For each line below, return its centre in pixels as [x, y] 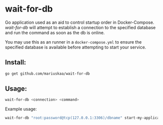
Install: [16, 62]
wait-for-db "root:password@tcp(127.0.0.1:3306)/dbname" [64, 118]
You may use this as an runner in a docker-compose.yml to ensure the [73, 42]
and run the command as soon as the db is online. [55, 32]
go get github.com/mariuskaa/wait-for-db [48, 74]
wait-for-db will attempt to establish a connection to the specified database [81, 27]
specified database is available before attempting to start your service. [76, 47]
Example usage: [21, 109]
